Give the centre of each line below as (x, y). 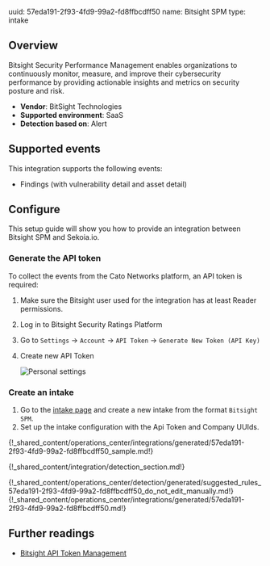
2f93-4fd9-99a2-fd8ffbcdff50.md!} (67, 509)
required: (23, 284)
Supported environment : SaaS (71, 115)
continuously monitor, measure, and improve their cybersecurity (115, 73)
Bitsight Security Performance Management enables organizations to (123, 65)
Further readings (52, 533)
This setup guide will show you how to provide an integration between (125, 228)
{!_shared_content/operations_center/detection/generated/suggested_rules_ (135, 483)
